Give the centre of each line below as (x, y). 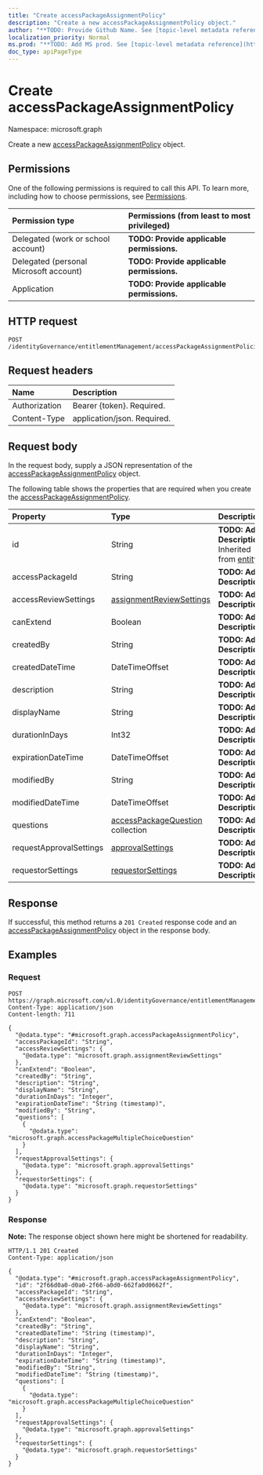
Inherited (235, 549)
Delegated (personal (50, 261)
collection (129, 831)
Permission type (43, 221)
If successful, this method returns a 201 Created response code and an (122, 922)
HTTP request (43, 321)
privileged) (149, 225)
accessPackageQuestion (157, 820)
